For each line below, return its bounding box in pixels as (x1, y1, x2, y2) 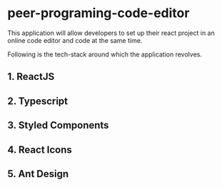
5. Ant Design (7, 168, 69, 180)
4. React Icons (7, 143, 73, 156)
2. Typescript (7, 95, 69, 107)
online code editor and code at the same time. (7, 36, 143, 44)
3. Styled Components (7, 119, 109, 131)
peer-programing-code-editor (7, 5, 190, 21)
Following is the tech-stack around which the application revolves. (7, 50, 202, 59)
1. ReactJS (7, 71, 55, 83)
